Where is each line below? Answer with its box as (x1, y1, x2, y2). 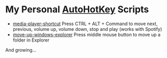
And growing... (5, 47, 37, 53)
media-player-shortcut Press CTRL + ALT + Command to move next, (12, 21, 158, 27)
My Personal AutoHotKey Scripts (5, 4, 149, 15)
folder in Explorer (12, 37, 50, 43)
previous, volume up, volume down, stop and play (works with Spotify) (12, 26, 162, 32)
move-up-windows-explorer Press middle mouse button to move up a (12, 31, 161, 37)
